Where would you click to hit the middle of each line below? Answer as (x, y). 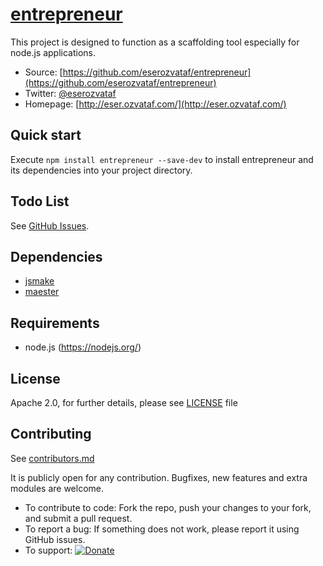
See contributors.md (52, 458)
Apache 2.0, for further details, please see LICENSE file (124, 402)
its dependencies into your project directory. (101, 170)
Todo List (40, 201)
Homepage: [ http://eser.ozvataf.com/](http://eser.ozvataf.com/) (155, 104)
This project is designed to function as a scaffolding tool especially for (155, 42)
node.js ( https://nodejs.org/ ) (83, 347)
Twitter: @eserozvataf (70, 93)
